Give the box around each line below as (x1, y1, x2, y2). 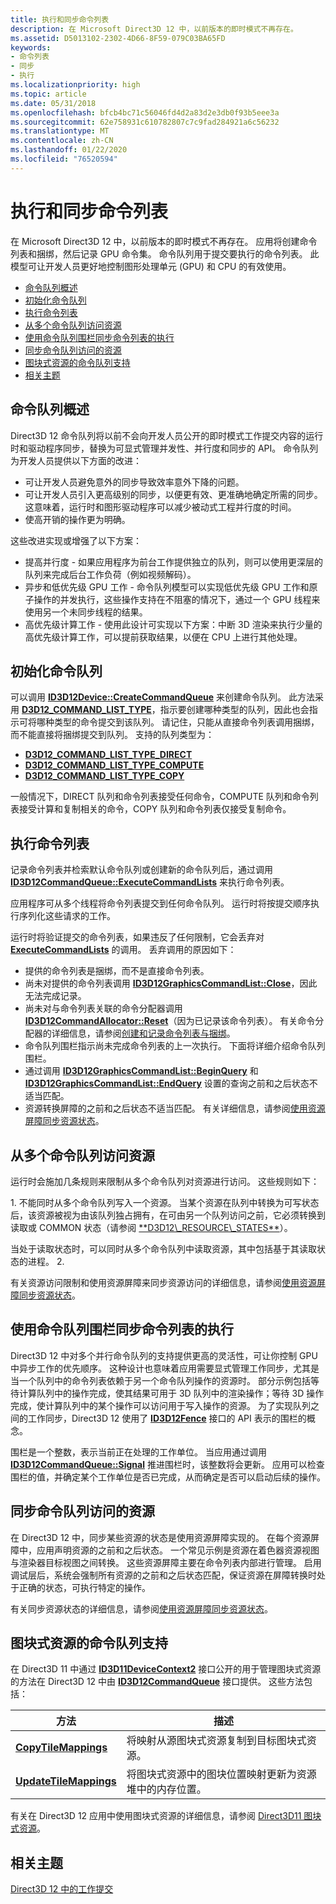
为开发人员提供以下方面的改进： (10, 454, 142, 466)
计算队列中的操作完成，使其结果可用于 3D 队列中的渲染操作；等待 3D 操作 (18, 1387, 325, 1399)
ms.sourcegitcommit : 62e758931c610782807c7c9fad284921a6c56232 (10, 117, 280, 127)
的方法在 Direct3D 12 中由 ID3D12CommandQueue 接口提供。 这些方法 (10, 1676, 305, 1688)
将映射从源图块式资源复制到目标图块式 (126, 1734, 307, 1748)
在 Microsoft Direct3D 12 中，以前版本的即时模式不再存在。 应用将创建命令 (10, 235, 318, 247)
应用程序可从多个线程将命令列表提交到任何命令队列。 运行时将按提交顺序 (10, 897, 311, 910)
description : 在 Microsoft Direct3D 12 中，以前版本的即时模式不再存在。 (10, 24, 298, 34)
